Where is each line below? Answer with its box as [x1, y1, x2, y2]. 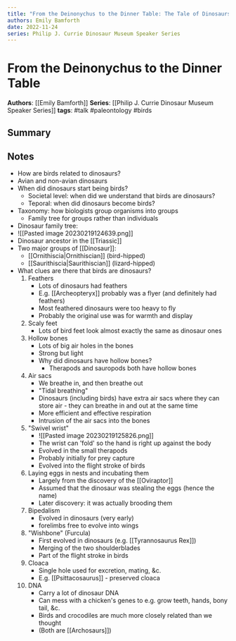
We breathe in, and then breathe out [38, 379, 143, 388]
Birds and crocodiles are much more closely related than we [38, 611, 213, 620]
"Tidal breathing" [38, 386, 88, 395]
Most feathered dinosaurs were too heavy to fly [38, 304, 176, 312]
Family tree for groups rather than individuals [27, 214, 159, 223]
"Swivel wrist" [27, 424, 69, 432]
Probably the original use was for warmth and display [38, 312, 193, 320]
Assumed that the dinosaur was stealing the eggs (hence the [38, 484, 215, 492]
